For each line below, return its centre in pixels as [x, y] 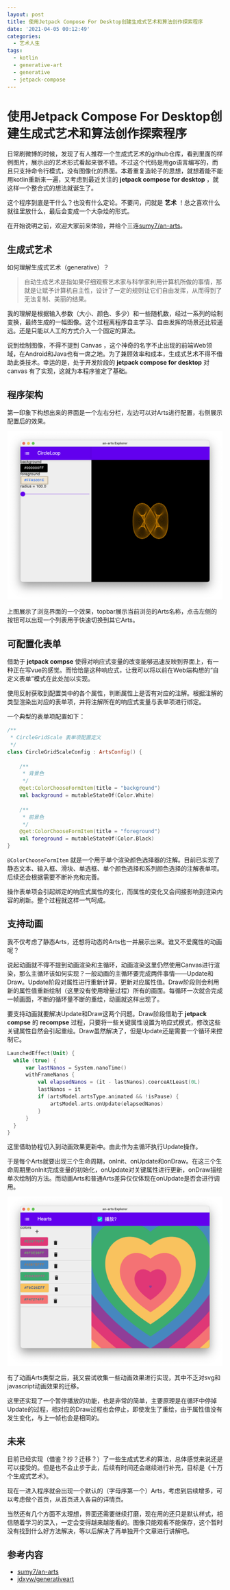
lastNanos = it [59, 1089]
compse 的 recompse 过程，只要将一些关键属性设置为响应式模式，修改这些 [114, 1022]
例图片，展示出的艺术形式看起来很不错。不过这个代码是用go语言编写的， [110, 162]
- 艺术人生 [27, 44]
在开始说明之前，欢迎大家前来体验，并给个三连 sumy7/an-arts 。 [97, 226]
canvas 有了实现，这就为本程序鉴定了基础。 [69, 371]
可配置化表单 [34, 643]
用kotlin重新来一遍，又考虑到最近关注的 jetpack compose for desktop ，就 [113, 180]
